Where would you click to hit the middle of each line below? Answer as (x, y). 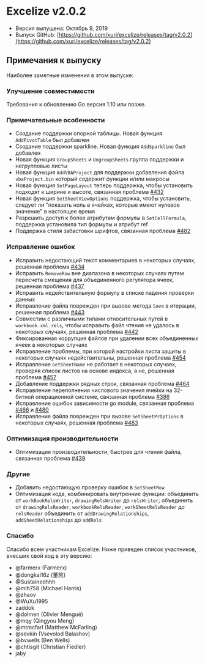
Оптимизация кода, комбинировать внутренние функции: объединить (107, 494)
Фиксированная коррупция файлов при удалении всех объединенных (107, 338)
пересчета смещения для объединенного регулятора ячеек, (95, 280)
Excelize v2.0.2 (46, 11)
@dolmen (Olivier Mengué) (49, 614)
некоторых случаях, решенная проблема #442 (77, 331)
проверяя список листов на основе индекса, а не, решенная (95, 371)
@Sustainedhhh (35, 582)
